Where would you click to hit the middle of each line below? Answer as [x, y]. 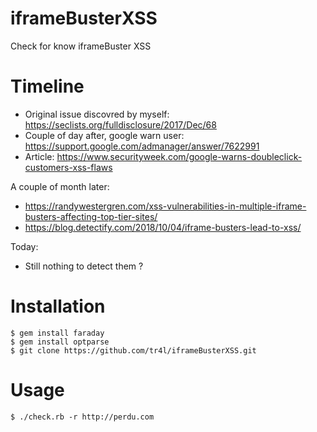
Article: [39, 156]
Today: [24, 246]
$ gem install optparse [60, 342]
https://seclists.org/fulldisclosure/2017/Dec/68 [120, 124]
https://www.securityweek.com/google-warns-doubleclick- [179, 156]
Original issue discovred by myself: [97, 114]
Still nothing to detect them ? [84, 266]
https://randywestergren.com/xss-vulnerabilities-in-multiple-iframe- [165, 206]
